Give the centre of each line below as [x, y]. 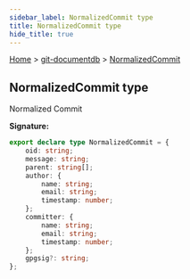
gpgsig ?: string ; [58, 258]
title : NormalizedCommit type [66, 26]
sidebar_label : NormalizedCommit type [81, 17]
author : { [44, 176]
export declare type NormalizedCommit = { [89, 143]
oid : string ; [50, 151]
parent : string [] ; [59, 167]
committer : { [50, 217]
